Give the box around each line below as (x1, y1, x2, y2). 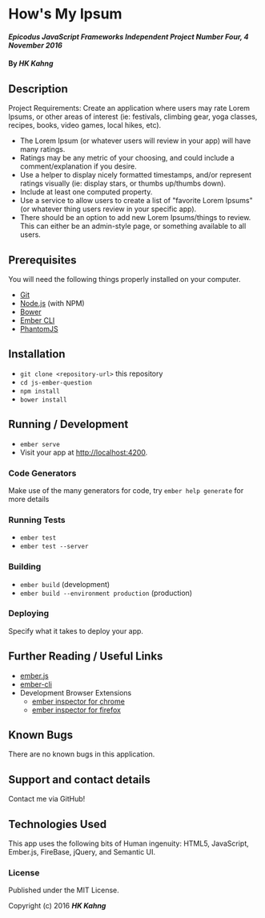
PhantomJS (19, 324, 58, 333)
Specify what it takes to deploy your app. (8, 626, 144, 635)
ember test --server (19, 543, 89, 551)
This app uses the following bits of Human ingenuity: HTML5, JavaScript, (8, 838, 250, 848)
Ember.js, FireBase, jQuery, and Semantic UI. (8, 847, 156, 857)
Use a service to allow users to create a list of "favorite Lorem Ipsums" (19, 196, 254, 206)
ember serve (19, 440, 60, 448)
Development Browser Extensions (19, 687, 132, 697)
